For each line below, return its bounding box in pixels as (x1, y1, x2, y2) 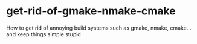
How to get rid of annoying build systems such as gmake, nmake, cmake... (6, 24, 192, 31)
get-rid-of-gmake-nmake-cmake (6, 4, 176, 18)
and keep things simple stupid (6, 30, 82, 37)
